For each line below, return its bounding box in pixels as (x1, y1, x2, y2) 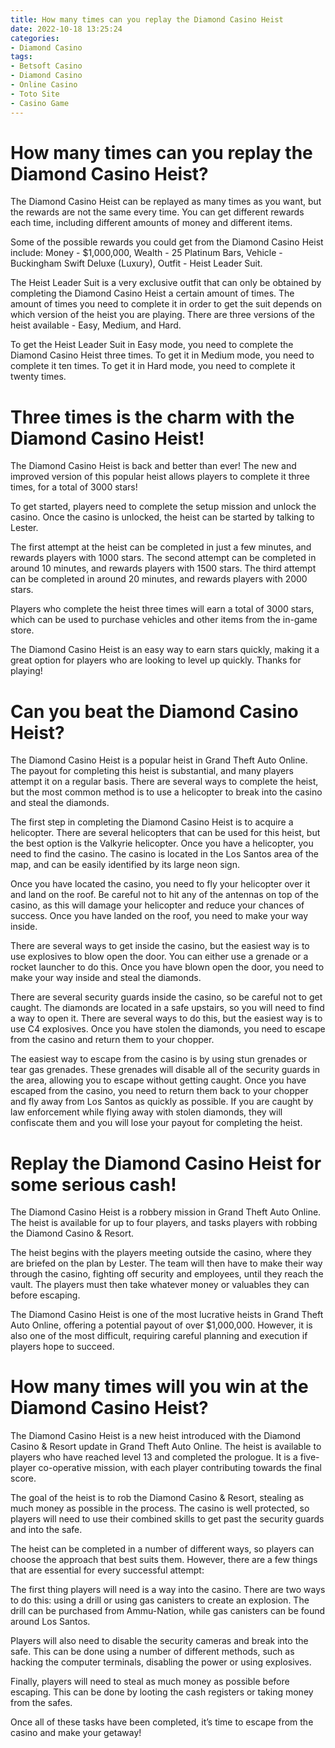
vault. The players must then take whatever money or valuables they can (10, 1279, 310, 1291)
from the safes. (10, 1697, 73, 1709)
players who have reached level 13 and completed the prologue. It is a (10, 1451, 298, 1463)
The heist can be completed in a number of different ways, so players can (10, 1543, 315, 1555)
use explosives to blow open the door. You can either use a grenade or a (10, 951, 309, 963)
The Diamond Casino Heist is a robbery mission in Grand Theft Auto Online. (10, 1206, 322, 1218)
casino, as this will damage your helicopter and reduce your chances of (10, 899, 305, 911)
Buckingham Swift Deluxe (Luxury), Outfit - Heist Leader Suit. (10, 257, 263, 270)
